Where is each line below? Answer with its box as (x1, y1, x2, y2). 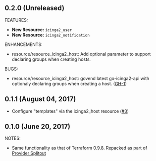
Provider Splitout (11, 150, 47, 156)
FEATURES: (4, 17, 28, 23)
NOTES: (4, 135, 21, 141)
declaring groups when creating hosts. (11, 56, 91, 62)
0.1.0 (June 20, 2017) (4, 122, 70, 131)
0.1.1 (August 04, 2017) (4, 95, 76, 103)
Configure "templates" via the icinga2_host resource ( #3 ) (11, 108, 129, 114)
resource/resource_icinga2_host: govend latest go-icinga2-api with (11, 75, 150, 81)
